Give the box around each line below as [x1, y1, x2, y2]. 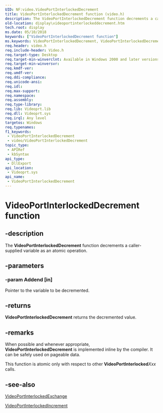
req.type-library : [5, 102, 42, 107]
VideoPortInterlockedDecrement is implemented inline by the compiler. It [5, 346, 153, 353]
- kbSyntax [7, 152, 29, 157]
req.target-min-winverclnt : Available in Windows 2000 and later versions [5, 57, 160, 62]
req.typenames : [5, 125, 36, 129]
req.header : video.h [5, 43, 47, 48]
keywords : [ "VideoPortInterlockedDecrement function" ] [5, 35, 118, 39]
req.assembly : [5, 98, 34, 103]
